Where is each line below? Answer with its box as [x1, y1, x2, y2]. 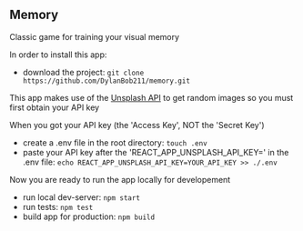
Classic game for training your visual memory [9, 31, 180, 42]
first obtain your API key [9, 102, 100, 113]
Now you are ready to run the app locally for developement [9, 174, 231, 185]
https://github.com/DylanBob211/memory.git [22, 76, 191, 85]
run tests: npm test [22, 201, 94, 212]
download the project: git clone [22, 66, 145, 77]
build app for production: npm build [22, 211, 156, 222]
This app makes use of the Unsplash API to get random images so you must [9, 92, 294, 103]
